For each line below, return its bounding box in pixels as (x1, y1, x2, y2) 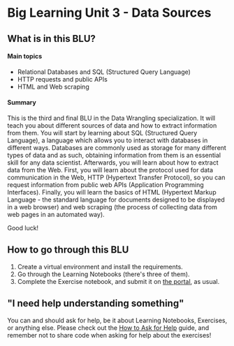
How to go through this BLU (7, 244, 129, 256)
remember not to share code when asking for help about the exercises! (7, 331, 212, 339)
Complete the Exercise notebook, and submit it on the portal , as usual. (17, 277, 220, 285)
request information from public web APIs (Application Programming (7, 180, 204, 189)
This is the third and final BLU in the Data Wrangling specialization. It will (7, 114, 215, 122)
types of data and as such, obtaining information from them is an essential (7, 151, 221, 159)
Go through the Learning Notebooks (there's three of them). (17, 270, 190, 278)
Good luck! (7, 223, 39, 232)
